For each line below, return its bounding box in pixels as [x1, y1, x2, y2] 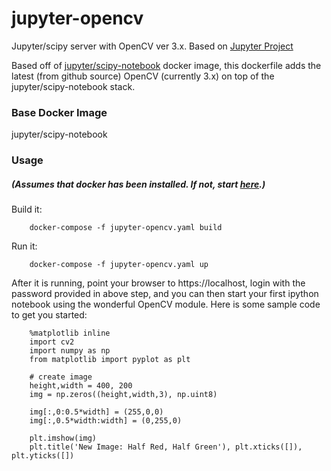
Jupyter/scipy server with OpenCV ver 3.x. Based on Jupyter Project [11, 40, 294, 52]
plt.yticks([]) [11, 451, 75, 461]
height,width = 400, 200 [29, 381, 133, 391]
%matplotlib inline [29, 328, 111, 339]
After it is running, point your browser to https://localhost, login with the [11, 277, 306, 289]
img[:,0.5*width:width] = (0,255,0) [29, 416, 183, 426]
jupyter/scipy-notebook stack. [11, 80, 136, 92]
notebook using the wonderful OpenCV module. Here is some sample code [11, 298, 321, 311]
